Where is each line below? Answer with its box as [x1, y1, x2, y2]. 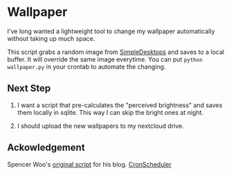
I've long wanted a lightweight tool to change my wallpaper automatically [7, 27, 215, 35]
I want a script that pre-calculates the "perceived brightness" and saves [17, 101, 223, 109]
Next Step [7, 82, 51, 94]
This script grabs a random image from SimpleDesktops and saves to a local [7, 48, 225, 56]
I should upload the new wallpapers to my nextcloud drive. [17, 122, 185, 130]
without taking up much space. [7, 34, 95, 42]
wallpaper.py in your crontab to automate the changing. [7, 62, 166, 71]
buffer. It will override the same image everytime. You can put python [7, 55, 203, 63]
